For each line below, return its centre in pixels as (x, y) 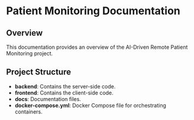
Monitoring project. (30, 53)
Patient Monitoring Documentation (93, 11)
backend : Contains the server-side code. (65, 86)
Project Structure (39, 72)
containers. (28, 112)
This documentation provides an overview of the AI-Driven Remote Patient (97, 47)
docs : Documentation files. (48, 99)
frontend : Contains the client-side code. (64, 93)
